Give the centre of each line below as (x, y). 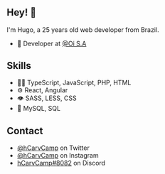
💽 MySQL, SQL (39, 109)
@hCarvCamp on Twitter (53, 148)
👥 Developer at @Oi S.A (52, 43)
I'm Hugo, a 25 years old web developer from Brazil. (83, 29)
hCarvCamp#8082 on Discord (61, 163)
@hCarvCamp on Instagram (58, 156)
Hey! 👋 (22, 12)
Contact (25, 131)
